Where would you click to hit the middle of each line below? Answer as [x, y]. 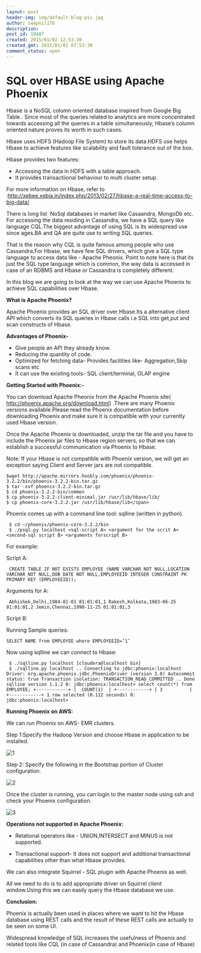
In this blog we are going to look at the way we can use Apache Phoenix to [99, 281]
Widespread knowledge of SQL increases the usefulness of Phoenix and [96, 937]
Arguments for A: [28, 591]
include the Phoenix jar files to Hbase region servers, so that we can [91, 440]
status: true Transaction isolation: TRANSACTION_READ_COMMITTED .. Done [101, 679]
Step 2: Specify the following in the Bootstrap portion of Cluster [85, 764]
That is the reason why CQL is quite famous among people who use [90, 244]
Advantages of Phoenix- [37, 336]
